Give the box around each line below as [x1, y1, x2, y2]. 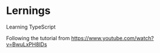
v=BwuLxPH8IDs [6, 41, 47, 48]
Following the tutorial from [6, 34, 70, 41]
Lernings [6, 4, 51, 17]
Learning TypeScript [6, 23, 56, 30]
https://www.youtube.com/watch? [71, 34, 154, 41]
